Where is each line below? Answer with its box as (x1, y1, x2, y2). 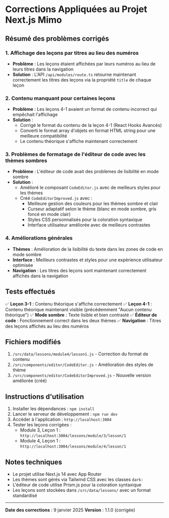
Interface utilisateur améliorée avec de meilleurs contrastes (27, 222, 150, 228)
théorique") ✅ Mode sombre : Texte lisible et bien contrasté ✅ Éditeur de (5, 312, 157, 318)
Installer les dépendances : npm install (12, 406, 95, 412)
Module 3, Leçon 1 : (20, 427, 61, 433)
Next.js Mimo (5, 14, 62, 26)
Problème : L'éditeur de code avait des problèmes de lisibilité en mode (12, 169, 159, 175)
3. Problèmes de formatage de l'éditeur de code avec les (5, 151, 146, 158)
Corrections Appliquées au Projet (5, 4, 147, 15)
